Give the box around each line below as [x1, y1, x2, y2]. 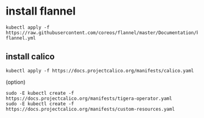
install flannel [5, 4, 76, 18]
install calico [5, 52, 55, 62]
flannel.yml [5, 35, 36, 41]
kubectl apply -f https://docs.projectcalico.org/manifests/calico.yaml [5, 68, 194, 74]
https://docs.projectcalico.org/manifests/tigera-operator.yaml [5, 95, 172, 102]
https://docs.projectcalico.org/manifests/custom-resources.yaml [5, 106, 175, 112]
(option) [5, 78, 26, 86]
